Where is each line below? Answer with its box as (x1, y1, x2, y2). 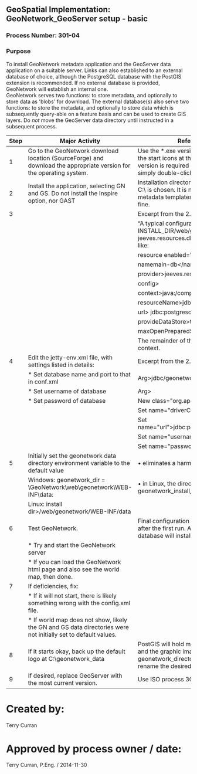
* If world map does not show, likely (28, 616, 128, 624)
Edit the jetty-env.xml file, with (28, 353, 113, 361)
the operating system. (28, 168, 89, 176)
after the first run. (137, 524, 186, 532)
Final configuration (137, 517, 189, 525)
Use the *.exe (137, 147, 176, 155)
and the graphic (137, 647, 182, 656)
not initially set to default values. (28, 630, 117, 639)
